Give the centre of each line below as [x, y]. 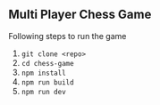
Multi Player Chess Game [80, 15]
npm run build [47, 82]
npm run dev [43, 92]
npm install [43, 73]
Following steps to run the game [67, 36]
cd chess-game [47, 63]
